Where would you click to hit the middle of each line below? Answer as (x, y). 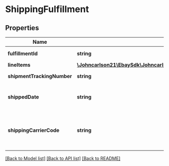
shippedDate (23, 97)
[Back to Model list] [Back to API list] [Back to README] (63, 158)
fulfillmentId (23, 54)
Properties (22, 28)
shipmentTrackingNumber (40, 76)
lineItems (19, 65)
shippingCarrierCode (33, 130)
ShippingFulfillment (47, 9)
